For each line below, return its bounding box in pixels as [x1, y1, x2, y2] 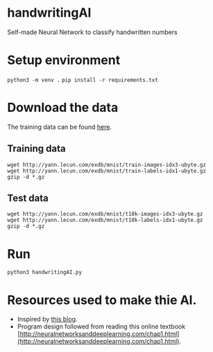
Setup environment [7, 52, 121, 68]
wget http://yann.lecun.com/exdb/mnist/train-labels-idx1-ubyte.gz [7, 167, 207, 175]
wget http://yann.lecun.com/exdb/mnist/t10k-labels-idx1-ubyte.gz [7, 217, 203, 224]
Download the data [7, 99, 119, 115]
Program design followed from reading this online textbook [17, 322, 186, 331]
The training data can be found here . [7, 122, 112, 131]
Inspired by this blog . [17, 315, 78, 323]
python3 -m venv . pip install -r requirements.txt [7, 77, 158, 83]
